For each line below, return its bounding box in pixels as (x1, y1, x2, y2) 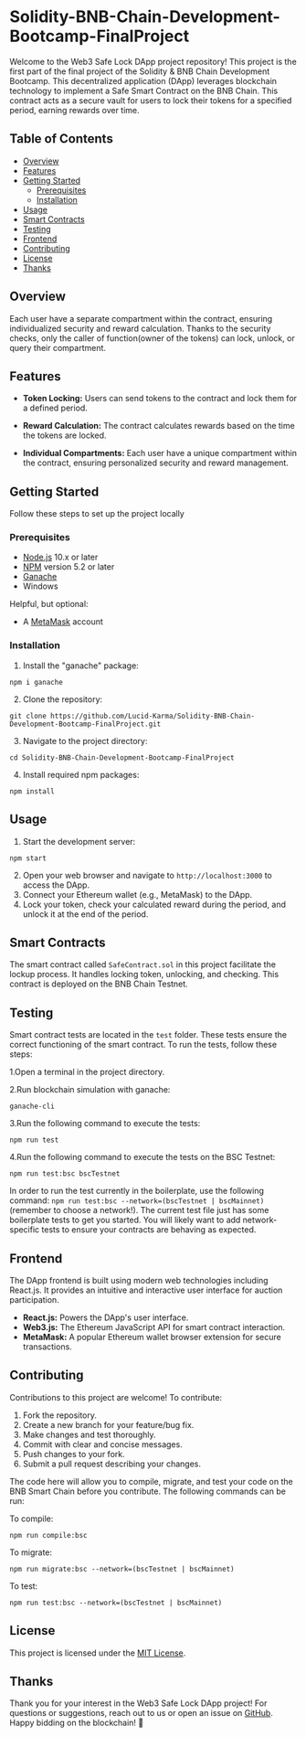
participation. (9, 1295, 59, 1305)
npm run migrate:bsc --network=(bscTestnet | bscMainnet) (9, 1564, 235, 1573)
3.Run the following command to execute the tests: (9, 1118, 201, 1129)
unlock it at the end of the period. (22, 908, 149, 920)
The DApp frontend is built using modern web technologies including (9, 1275, 269, 1286)
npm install (9, 786, 55, 796)
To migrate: (9, 1547, 53, 1558)
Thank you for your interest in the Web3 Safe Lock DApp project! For (9, 1698, 268, 1709)
